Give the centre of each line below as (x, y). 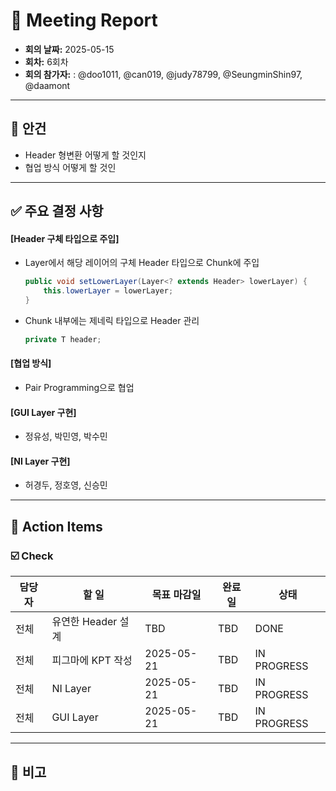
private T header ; (63, 339)
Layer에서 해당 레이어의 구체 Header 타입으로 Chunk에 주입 (142, 263)
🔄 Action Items (56, 526)
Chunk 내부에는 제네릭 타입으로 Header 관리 (112, 320)
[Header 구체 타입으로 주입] (65, 238)
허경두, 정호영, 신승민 (66, 485)
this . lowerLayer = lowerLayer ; (108, 291)
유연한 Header (84, 622)
